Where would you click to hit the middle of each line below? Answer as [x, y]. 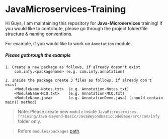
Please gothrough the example [38, 55]
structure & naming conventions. [39, 34]
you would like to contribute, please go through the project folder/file [76, 28]
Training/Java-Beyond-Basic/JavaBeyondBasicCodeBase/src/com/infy [89, 116]
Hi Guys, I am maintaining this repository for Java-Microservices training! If [84, 23]
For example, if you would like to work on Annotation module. [69, 43]
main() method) [21, 102]
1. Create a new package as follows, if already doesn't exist [73, 67]
